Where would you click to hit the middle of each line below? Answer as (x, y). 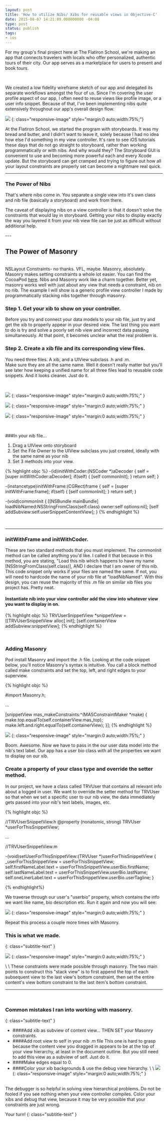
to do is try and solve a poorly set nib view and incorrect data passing (77, 330)
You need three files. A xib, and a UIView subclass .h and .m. (68, 359)
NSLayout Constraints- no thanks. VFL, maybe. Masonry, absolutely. (75, 268)
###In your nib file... (26, 436)
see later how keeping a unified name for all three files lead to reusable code (84, 370)
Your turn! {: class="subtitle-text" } (41, 1114)
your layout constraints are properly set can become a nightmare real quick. (83, 166)
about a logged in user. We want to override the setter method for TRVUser (82, 791)
